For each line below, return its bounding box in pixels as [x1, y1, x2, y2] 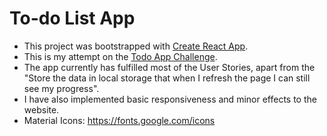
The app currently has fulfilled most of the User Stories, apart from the [23, 61, 316, 73]
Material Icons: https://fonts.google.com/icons [23, 114, 216, 126]
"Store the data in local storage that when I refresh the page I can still [23, 72, 311, 84]
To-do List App [9, 7, 136, 30]
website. [23, 103, 60, 116]
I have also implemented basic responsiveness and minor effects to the [23, 93, 317, 105]
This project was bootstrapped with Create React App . [23, 40, 249, 52]
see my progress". [23, 82, 100, 94]
